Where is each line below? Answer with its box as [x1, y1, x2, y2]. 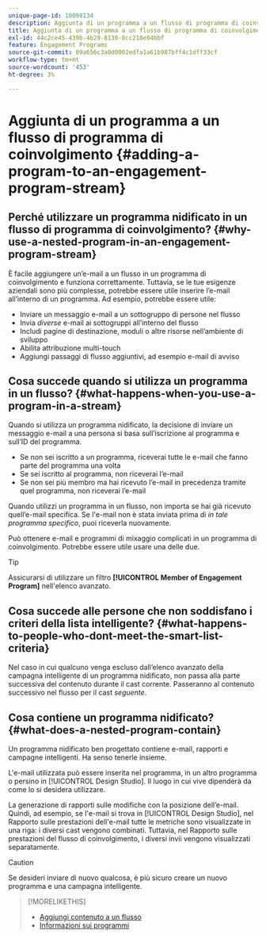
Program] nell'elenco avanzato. [8, 581, 112, 591]
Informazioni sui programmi [39, 921, 130, 930]
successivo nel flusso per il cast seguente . [8, 687, 147, 698]
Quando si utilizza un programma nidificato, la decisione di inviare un [8, 420, 234, 430]
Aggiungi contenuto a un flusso [39, 913, 142, 922]
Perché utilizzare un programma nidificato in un [8, 211, 248, 224]
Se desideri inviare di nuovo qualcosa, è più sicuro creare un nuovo [8, 873, 228, 882]
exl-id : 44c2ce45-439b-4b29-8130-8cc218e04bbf [8, 33, 165, 42]
